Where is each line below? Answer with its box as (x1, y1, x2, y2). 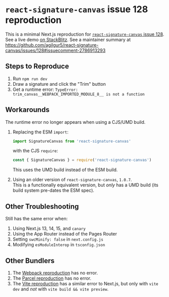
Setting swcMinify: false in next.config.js (12, 236, 104, 242)
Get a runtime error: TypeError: (12, 86, 78, 92)
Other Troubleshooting (5, 202, 79, 211)
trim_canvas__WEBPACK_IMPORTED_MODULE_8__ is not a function (12, 91, 145, 97)
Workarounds (5, 106, 50, 114)
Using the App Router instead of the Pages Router (12, 231, 117, 237)
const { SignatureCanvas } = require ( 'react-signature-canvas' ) (12, 157, 152, 163)
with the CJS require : (12, 148, 58, 154)
